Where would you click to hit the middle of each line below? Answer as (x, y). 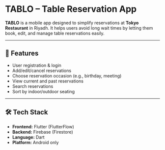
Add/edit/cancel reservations (42, 71)
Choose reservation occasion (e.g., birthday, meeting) (67, 75)
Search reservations (33, 86)
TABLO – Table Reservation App (71, 9)
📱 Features (22, 54)
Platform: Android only (35, 142)
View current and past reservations (48, 81)
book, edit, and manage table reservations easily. (55, 33)
